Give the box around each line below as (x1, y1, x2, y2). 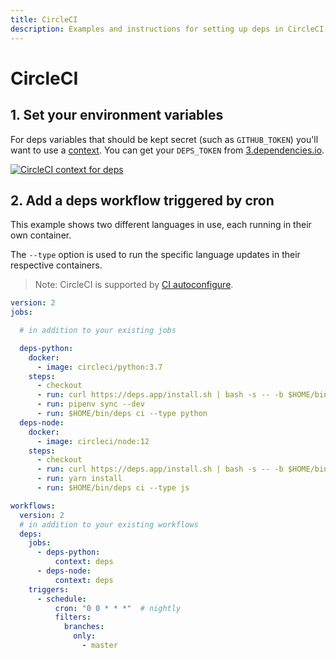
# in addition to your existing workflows (19, 519, 199, 530)
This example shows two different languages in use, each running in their (10, 219, 312, 231)
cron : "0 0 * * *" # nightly (54, 603, 182, 613)
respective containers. (10, 259, 103, 271)
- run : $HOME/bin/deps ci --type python (36, 409, 208, 419)
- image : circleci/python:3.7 (36, 362, 163, 372)
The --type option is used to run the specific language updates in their (10, 249, 301, 261)
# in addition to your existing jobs (19, 326, 177, 336)
